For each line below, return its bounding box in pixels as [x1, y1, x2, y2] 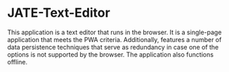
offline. [7, 57, 28, 66]
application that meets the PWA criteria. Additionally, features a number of [7, 35, 222, 43]
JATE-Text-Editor [7, 5, 110, 21]
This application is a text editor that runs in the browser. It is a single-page [7, 28, 222, 36]
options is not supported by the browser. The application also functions [7, 50, 214, 59]
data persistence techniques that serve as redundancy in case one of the [7, 43, 219, 51]
